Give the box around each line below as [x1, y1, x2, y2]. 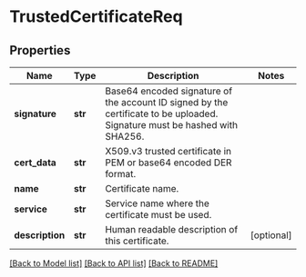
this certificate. [104, 234, 169, 247]
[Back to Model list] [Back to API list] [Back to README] [9, 258, 219, 269]
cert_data [14, 156, 56, 169]
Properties [9, 43, 71, 58]
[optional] [250, 229, 292, 242]
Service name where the [104, 197, 209, 210]
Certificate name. [104, 183, 179, 194]
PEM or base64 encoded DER [104, 156, 232, 169]
